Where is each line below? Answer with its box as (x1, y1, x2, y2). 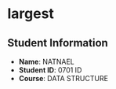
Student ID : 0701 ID (18, 65, 82, 75)
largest (7, 5, 54, 23)
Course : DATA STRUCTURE (18, 74, 109, 83)
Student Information (7, 36, 109, 50)
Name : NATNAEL (18, 57, 75, 66)
